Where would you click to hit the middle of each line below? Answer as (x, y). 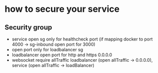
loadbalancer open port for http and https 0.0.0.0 (62, 55)
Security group (29, 27)
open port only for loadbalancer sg (47, 50)
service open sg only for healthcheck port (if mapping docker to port (82, 39)
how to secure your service (62, 9)
